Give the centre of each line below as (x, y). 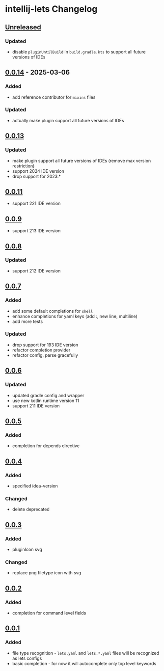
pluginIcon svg (27, 549)
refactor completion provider (41, 350)
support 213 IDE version (36, 231)
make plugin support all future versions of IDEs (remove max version (82, 161)
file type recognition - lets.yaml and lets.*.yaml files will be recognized (86, 653)
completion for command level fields (49, 613)
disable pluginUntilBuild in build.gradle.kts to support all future (79, 52)
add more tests (27, 321)
